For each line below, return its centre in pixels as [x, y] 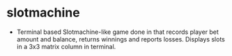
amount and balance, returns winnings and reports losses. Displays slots [121, 39]
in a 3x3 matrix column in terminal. [66, 46]
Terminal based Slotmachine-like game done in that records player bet [117, 32]
